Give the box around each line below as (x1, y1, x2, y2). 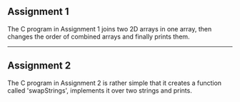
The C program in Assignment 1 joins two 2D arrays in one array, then (7, 24, 212, 33)
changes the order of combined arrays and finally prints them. (7, 32, 191, 41)
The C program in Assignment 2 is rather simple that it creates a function (7, 78, 222, 87)
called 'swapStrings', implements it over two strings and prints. (7, 86, 193, 95)
